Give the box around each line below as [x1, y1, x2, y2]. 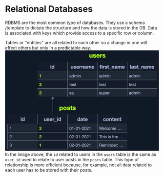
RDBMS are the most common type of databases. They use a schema [5, 20, 145, 25]
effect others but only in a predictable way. [5, 45, 91, 51]
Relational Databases [5, 3, 93, 15]
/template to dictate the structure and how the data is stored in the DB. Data [5, 25, 157, 30]
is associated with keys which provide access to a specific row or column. [5, 30, 154, 36]
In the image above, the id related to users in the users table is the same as [5, 152, 156, 157]
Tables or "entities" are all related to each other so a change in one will [5, 39, 147, 45]
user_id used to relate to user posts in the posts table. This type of [5, 157, 139, 163]
